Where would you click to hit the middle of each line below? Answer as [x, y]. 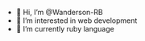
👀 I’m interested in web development [77, 20]
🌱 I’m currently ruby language [65, 29]
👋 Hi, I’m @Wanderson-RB [59, 12]
